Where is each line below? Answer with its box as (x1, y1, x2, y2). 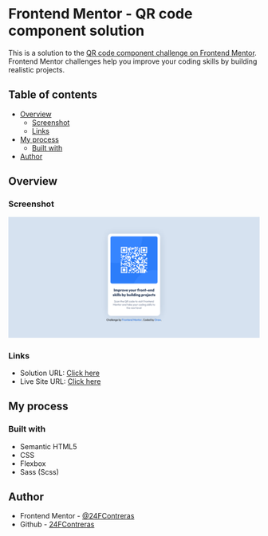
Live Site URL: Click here (19, 376, 101, 386)
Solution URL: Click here (19, 368, 100, 378)
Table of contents (8, 88, 97, 102)
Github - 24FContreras (19, 519, 95, 530)
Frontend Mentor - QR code (8, 5, 193, 23)
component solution (8, 22, 145, 40)
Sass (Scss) (19, 467, 60, 476)
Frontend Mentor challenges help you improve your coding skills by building (8, 57, 258, 66)
